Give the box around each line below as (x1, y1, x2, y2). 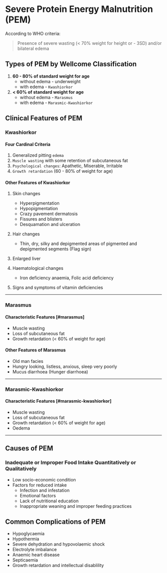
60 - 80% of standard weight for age (12, 73, 90, 79)
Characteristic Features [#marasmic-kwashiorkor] (5, 398, 112, 404)
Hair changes (12, 231, 40, 237)
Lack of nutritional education (19, 498, 79, 504)
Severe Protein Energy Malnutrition (5, 3, 153, 15)
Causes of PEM (5, 444, 53, 453)
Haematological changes (12, 265, 64, 271)
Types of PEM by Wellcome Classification (5, 60, 137, 68)
